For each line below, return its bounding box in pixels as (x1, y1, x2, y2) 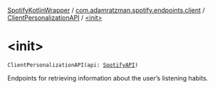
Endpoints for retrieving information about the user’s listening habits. (7, 73, 209, 82)
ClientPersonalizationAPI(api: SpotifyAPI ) (7, 61, 139, 69)
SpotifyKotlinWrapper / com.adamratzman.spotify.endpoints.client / (7, 6, 205, 14)
